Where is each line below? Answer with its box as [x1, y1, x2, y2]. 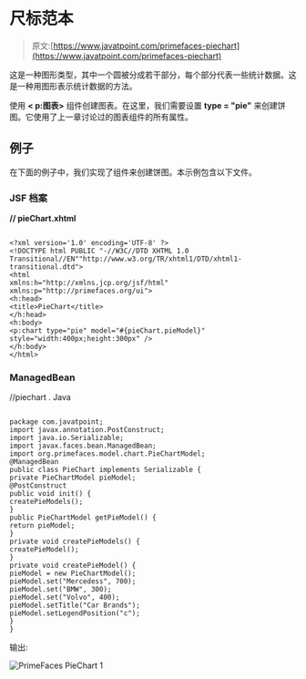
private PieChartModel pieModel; [9, 473, 137, 483]
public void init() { [9, 489, 92, 499]
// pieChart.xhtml [9, 213, 76, 224]
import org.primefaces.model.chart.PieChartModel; [9, 449, 206, 458]
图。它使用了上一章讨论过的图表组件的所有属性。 [9, 111, 193, 122]
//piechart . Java [9, 392, 71, 403]
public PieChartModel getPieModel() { [9, 513, 157, 522]
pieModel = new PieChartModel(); [9, 569, 137, 579]
